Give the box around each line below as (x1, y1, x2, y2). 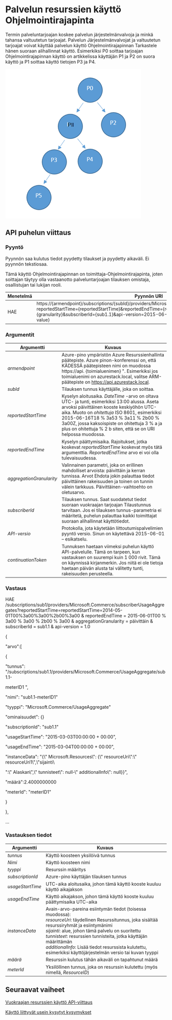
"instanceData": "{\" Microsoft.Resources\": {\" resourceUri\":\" (5, 754, 137, 760)
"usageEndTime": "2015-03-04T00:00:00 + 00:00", (5, 744, 115, 750)
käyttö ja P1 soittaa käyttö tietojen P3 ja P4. (5, 58, 96, 65)
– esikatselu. (61, 536, 88, 542)
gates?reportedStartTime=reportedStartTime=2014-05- (5, 607, 123, 613)
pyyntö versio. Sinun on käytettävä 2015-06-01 (61, 531, 165, 537)
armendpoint (7, 365, 35, 371)
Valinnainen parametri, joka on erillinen (61, 462, 143, 468)
